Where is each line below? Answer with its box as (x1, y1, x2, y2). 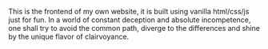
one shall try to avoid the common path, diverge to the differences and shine (8, 24, 260, 32)
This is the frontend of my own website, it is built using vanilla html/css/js (8, 7, 250, 16)
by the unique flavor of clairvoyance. (8, 32, 130, 41)
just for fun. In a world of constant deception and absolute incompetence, (8, 15, 251, 24)
